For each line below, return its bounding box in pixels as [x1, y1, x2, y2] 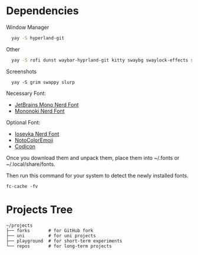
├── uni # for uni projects [6, 233, 96, 238]
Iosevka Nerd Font [14, 130, 60, 137]
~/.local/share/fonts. [6, 161, 56, 168]
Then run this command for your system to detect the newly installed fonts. [6, 172, 189, 179]
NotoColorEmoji [14, 136, 54, 143]
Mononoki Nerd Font [14, 107, 65, 115]
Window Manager [6, 24, 49, 31]
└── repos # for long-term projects [6, 243, 112, 249]
